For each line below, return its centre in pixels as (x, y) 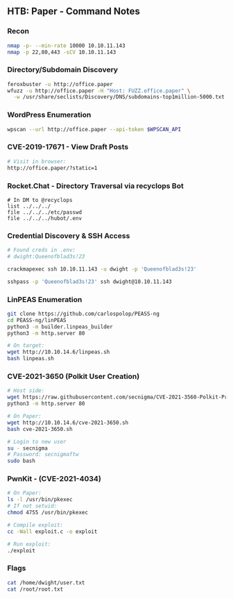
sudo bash (21, 461)
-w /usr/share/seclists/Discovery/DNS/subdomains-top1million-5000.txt (119, 97)
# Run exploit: (29, 544)
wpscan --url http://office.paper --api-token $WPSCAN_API (94, 129)
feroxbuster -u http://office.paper (60, 84)
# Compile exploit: (35, 525)
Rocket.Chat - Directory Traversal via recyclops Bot (95, 185)
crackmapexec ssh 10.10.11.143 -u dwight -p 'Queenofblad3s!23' (102, 269)
